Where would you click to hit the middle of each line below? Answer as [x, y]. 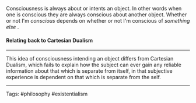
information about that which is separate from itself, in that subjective [90, 71]
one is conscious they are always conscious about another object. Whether [97, 15]
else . [13, 27]
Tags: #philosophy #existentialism [47, 94]
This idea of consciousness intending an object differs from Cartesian [90, 59]
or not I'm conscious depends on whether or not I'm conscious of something [98, 21]
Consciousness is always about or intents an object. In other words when [94, 8]
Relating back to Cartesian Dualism [50, 40]
